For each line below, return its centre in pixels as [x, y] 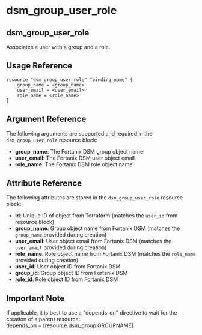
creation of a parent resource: [43, 319]
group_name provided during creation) [61, 235]
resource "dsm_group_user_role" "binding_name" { [70, 80]
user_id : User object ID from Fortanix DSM [68, 267]
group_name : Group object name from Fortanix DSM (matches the [97, 228]
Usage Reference [39, 66]
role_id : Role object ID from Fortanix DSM [66, 279]
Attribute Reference [44, 183]
